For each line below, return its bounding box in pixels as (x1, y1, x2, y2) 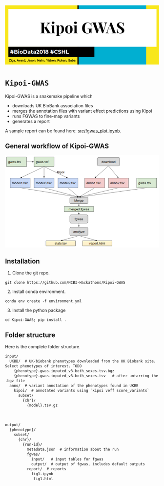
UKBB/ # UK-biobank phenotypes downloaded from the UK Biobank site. (9, 359, 156, 364)
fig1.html (33, 476, 54, 482)
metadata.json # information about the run (26, 447, 119, 452)
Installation (5, 257, 40, 265)
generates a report (12, 119, 50, 124)
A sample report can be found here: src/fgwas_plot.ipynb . (5, 128, 121, 134)
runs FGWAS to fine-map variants (12, 113, 80, 119)
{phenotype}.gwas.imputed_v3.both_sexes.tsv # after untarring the (14, 373, 159, 379)
